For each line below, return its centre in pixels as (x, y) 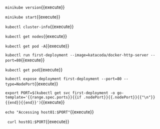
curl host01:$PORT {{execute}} (38, 121)
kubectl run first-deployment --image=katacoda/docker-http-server (77, 55)
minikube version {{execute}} (35, 7)
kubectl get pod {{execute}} (34, 70)
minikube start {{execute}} (33, 17)
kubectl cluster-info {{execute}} (39, 26)
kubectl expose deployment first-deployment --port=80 (63, 79)
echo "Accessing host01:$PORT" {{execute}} (49, 112)
